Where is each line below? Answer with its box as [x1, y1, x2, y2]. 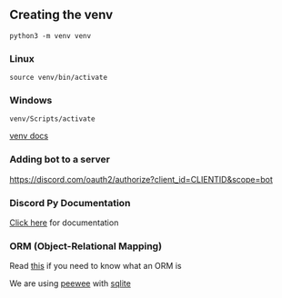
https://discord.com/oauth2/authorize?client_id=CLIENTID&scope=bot [9, 174, 273, 184]
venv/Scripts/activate [9, 114, 96, 124]
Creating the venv [9, 7, 114, 23]
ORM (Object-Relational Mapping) [9, 240, 162, 253]
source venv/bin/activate [9, 73, 107, 83]
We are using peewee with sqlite [9, 278, 132, 289]
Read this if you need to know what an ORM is [9, 261, 182, 272]
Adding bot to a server [9, 154, 111, 166]
